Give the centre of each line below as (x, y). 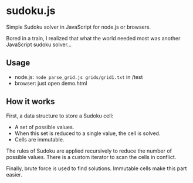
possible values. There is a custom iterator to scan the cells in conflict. (91, 157)
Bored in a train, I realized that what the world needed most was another (93, 38)
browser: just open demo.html (51, 83)
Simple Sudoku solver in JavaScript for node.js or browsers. (79, 27)
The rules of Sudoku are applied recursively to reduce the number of (89, 151)
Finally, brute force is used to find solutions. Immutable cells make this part (97, 168)
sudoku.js (31, 11)
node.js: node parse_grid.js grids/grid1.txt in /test (79, 77)
